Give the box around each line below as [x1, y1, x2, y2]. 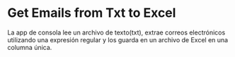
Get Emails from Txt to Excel [7, 5, 176, 21]
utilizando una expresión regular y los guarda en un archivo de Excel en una [7, 35, 229, 44]
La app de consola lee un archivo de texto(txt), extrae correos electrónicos [7, 28, 226, 37]
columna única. [7, 43, 52, 51]
